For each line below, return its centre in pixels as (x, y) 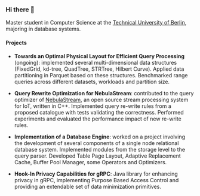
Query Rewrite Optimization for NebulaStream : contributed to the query (104, 93)
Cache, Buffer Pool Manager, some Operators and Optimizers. (90, 162)
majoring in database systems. (43, 29)
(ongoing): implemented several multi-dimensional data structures (96, 62)
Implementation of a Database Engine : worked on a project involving (100, 137)
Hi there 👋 (20, 10)
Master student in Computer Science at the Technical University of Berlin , (96, 23)
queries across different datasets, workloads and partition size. (92, 82)
